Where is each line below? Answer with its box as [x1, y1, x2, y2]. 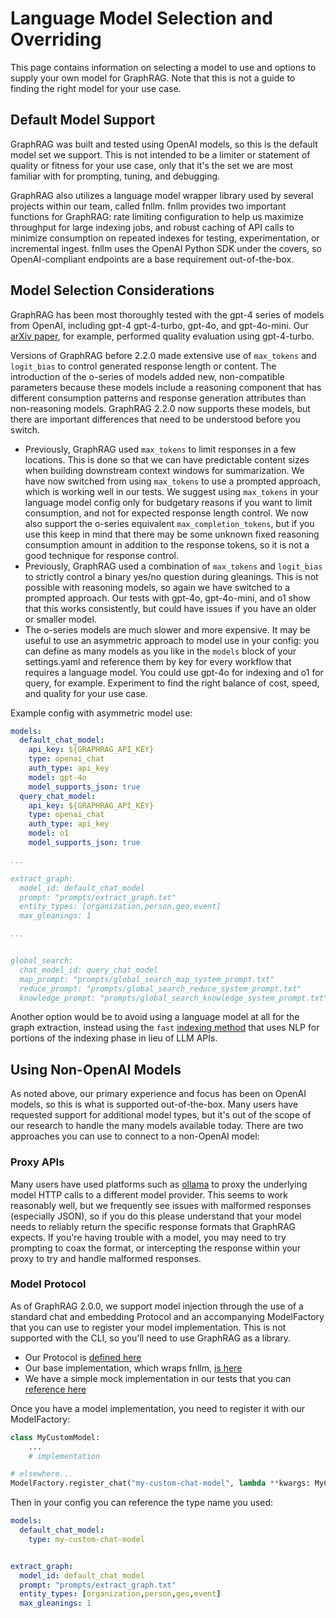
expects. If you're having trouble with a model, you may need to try [10, 1231, 287, 1243]
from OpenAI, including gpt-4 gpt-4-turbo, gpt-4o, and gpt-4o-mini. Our [10, 319, 309, 331]
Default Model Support [10, 112, 156, 129]
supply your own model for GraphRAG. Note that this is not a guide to [10, 72, 296, 84]
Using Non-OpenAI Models [10, 1061, 182, 1078]
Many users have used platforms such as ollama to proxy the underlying [10, 1178, 308, 1190]
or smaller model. [24, 613, 97, 625]
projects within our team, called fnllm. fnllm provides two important [10, 200, 287, 212]
